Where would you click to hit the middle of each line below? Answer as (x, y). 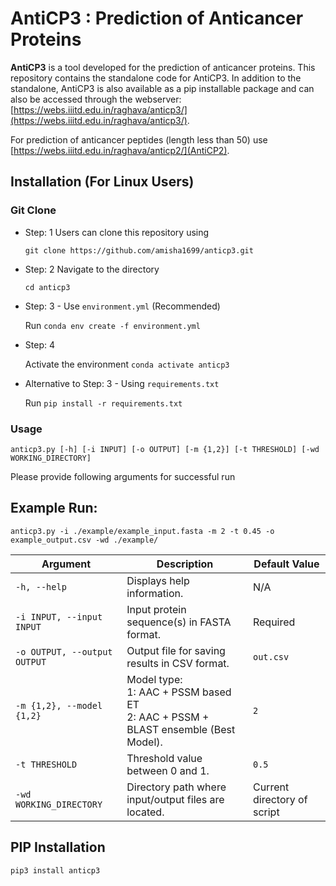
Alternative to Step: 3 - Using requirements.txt (122, 383)
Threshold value (164, 758)
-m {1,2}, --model (59, 705)
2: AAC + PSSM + (168, 717)
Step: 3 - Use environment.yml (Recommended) (122, 306)
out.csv (271, 656)
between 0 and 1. (168, 770)
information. (155, 593)
